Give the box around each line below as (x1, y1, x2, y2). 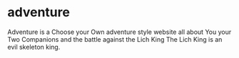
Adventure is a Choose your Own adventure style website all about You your (7, 28, 232, 36)
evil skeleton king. (7, 42, 61, 51)
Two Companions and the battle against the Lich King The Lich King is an (7, 35, 223, 43)
